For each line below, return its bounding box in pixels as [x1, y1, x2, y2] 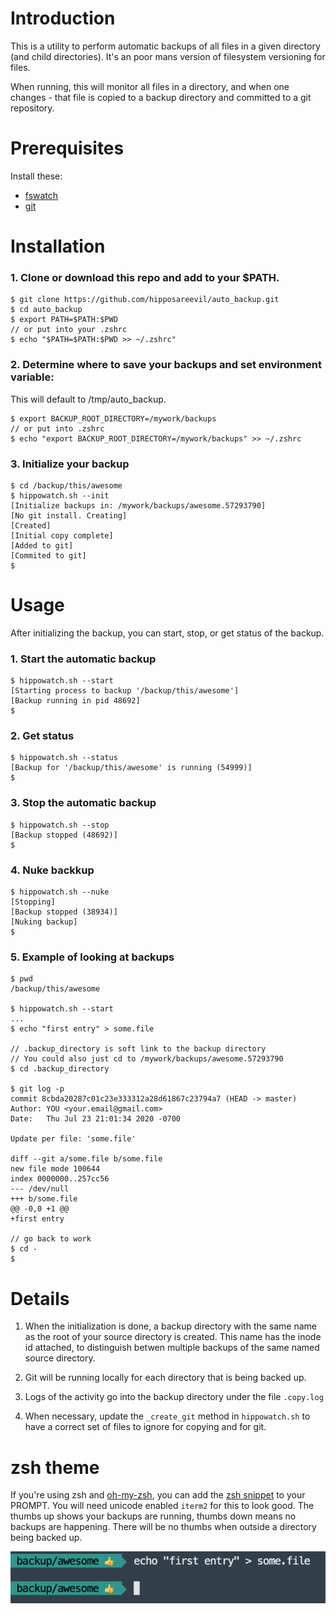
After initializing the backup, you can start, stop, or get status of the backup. [10, 627, 325, 639]
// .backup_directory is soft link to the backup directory [10, 1044, 267, 1054]
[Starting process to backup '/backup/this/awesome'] [10, 686, 240, 696]
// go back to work [10, 1234, 92, 1244]
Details [10, 1287, 70, 1310]
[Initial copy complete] [10, 530, 114, 541]
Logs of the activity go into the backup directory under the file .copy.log [24, 1391, 324, 1403]
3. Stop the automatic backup [10, 796, 157, 810]
